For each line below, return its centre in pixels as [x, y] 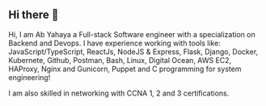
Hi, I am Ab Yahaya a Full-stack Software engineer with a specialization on [132, 34]
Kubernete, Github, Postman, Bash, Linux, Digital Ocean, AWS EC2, [120, 60]
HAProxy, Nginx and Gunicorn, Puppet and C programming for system [125, 69]
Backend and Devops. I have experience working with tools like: [114, 43]
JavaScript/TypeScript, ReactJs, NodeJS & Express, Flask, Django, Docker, [133, 51]
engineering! [30, 77]
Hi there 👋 [34, 15]
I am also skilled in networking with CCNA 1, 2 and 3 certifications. [119, 93]
